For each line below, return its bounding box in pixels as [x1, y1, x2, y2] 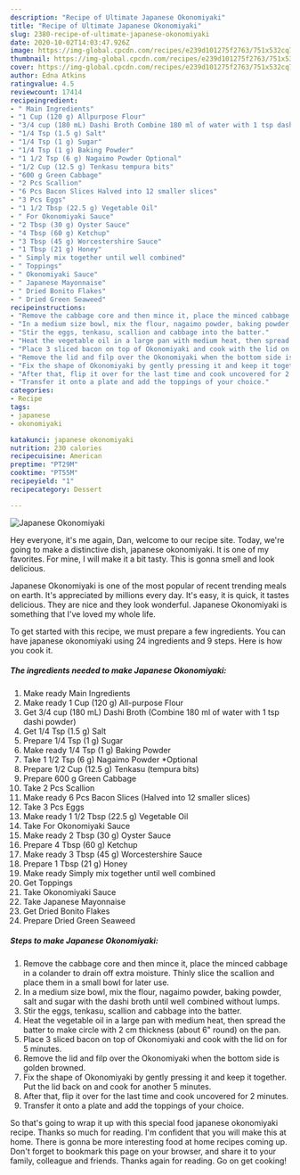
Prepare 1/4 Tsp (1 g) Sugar [22, 735, 124, 745]
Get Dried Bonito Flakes [22, 906, 110, 916]
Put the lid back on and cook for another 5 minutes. [22, 1081, 212, 1092]
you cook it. [10, 645, 53, 655]
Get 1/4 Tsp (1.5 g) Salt [22, 726, 107, 736]
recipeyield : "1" [10, 477, 75, 486]
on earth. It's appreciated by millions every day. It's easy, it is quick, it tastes [10, 589, 290, 600]
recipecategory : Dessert [10, 485, 102, 494]
